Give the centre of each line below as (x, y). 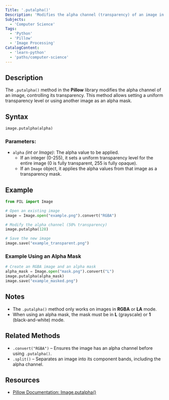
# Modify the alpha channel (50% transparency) (56, 225)
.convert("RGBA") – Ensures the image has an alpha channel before (82, 348)
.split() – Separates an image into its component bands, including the (87, 359)
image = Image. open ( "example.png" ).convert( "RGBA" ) (61, 215)
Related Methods (33, 336)
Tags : (11, 29)
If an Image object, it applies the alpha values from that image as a (89, 169)
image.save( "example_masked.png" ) (42, 281)
